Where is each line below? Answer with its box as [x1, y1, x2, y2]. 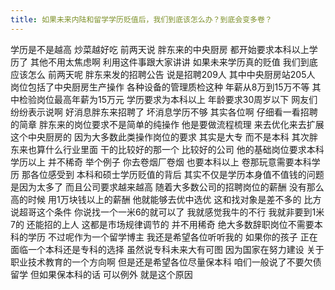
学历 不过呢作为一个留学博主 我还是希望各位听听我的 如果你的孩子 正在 [27, 231, 318, 243]
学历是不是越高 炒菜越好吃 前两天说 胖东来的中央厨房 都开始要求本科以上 [10, 43, 310, 55]
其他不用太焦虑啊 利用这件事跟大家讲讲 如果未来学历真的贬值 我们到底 [29, 56, 318, 68]
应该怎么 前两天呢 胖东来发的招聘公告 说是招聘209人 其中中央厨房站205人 [10, 68, 316, 80]
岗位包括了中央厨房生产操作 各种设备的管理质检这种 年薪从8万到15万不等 [10, 81, 310, 93]
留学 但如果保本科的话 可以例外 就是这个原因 [10, 268, 193, 280]
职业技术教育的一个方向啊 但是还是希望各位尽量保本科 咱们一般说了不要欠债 [10, 256, 322, 268]
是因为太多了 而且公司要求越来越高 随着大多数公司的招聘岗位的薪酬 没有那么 [10, 181, 325, 193]
